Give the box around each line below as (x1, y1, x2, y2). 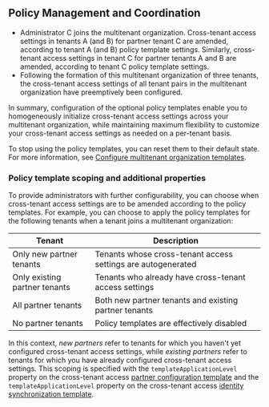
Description (153, 236, 199, 247)
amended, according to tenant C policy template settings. (19, 62, 210, 71)
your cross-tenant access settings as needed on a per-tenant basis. (8, 128, 232, 138)
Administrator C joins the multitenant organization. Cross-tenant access (19, 27, 256, 37)
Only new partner (12, 248, 78, 260)
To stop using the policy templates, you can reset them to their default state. (8, 143, 260, 153)
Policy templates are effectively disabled (94, 318, 247, 329)
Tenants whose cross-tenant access (94, 248, 234, 260)
